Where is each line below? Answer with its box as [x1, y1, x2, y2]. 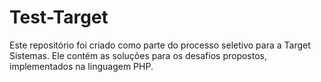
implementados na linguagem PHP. [9, 60, 154, 72]
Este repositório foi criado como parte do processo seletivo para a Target [9, 39, 311, 51]
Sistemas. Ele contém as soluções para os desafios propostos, [9, 49, 268, 61]
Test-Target [9, 6, 109, 29]
